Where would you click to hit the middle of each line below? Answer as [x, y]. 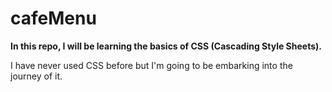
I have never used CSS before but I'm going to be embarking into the [151, 65]
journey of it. [36, 76]
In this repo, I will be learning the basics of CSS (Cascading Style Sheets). [166, 46]
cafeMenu [53, 18]
